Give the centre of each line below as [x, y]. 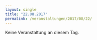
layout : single [21, 10]
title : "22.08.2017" [27, 14]
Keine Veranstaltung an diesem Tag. [42, 33]
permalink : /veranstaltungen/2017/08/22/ [49, 19]
